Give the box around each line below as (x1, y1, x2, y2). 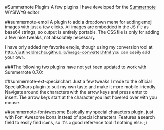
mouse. (5, 100, 21, 105)
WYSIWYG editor (5, 9, 40, 15)
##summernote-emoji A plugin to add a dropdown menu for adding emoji (5, 19, 153, 25)
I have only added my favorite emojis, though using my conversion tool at (5, 44, 153, 50)
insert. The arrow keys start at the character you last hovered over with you (5, 94, 157, 100)
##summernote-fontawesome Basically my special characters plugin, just (5, 109, 154, 115)
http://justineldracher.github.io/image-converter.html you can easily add (5, 49, 150, 55)
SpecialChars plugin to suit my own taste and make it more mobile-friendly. (5, 84, 157, 90)
